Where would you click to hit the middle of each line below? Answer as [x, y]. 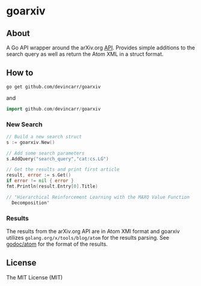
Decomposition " [31, 202]
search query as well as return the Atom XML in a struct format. [85, 54]
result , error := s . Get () [39, 175]
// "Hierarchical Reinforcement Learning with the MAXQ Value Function [98, 197]
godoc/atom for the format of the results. [57, 244]
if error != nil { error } [40, 181]
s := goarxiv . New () [31, 142]
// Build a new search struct [44, 136]
